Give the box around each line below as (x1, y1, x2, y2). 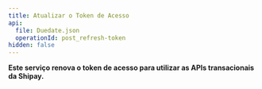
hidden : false (8, 41, 56, 49)
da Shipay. (8, 72, 44, 81)
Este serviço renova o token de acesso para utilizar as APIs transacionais (8, 63, 255, 72)
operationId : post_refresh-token (15, 33, 126, 42)
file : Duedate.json (15, 26, 80, 34)
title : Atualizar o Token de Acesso (8, 11, 129, 20)
